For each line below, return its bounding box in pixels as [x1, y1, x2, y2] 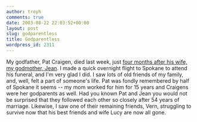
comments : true [6, 14, 44, 20]
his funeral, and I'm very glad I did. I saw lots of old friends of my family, [6, 71, 184, 78]
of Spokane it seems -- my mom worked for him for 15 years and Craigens [6, 83, 189, 90]
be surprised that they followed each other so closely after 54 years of [6, 96, 180, 103]
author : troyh [6, 8, 42, 15]
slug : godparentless [6, 31, 58, 37]
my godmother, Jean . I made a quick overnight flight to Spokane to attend [6, 64, 188, 71]
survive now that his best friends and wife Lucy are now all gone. [6, 108, 167, 116]
